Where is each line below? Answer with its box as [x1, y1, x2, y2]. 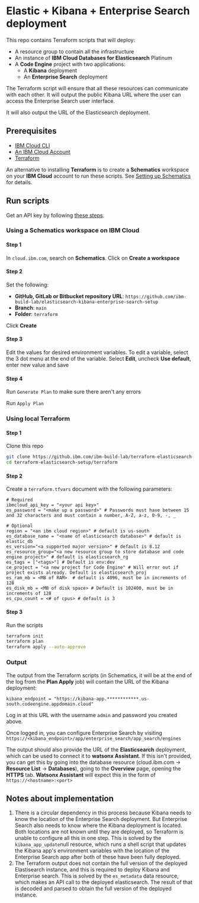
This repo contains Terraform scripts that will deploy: [6, 36, 135, 43]
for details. [6, 178, 33, 185]
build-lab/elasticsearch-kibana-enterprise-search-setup [14, 299, 159, 305]
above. [6, 718, 23, 725]
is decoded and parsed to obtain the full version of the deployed [14, 885, 172, 892]
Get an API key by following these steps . [6, 211, 105, 219]
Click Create [6, 322, 37, 329]
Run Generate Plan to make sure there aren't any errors [6, 388, 141, 396]
